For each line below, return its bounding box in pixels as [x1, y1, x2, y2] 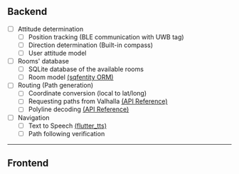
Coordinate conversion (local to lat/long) [28, 89, 147, 98]
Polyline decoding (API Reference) [28, 105, 129, 113]
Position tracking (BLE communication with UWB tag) [28, 32, 184, 41]
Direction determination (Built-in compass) [28, 41, 154, 49]
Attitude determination [17, 24, 84, 33]
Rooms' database [17, 57, 70, 66]
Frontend [7, 157, 49, 170]
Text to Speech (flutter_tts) [28, 121, 107, 130]
